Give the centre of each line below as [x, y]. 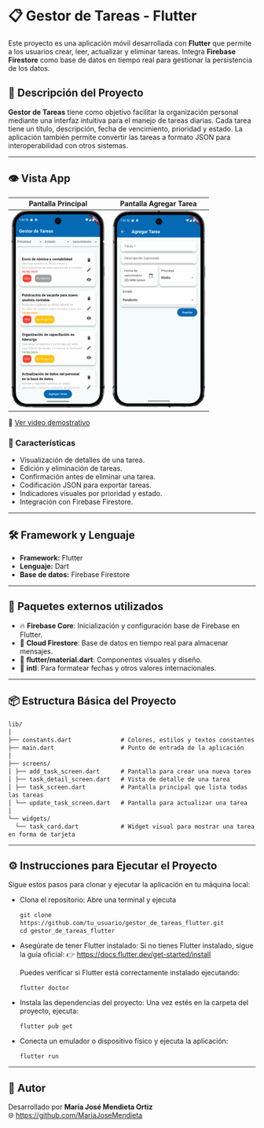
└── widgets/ [29, 819]
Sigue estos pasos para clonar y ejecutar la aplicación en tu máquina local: [129, 885]
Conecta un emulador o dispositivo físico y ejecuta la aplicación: [124, 1041]
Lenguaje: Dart [44, 566]
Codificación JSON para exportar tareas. [85, 485]
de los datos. [29, 68]
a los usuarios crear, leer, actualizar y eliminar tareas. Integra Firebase [122, 51]
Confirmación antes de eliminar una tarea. [87, 477]
